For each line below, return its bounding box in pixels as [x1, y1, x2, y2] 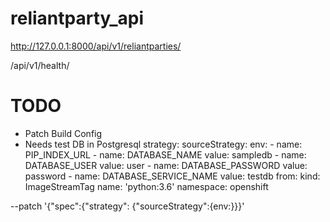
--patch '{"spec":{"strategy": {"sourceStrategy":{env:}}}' [10, 200, 245, 212]
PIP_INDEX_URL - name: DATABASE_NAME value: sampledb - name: [24, 148, 307, 161]
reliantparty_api [10, 7, 144, 30]
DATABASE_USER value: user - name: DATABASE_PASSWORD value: [24, 159, 308, 171]
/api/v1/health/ [10, 59, 70, 71]
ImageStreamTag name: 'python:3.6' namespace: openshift [24, 180, 269, 192]
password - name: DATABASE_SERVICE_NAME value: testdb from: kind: [24, 170, 321, 182]
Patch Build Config [24, 127, 103, 139]
